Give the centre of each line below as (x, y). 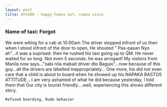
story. (11, 90)
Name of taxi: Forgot (30, 32)
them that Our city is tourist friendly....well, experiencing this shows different (83, 85)
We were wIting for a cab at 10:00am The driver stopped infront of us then (82, 42)
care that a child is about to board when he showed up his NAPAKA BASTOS (83, 74)
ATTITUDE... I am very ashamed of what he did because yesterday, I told (80, 80)
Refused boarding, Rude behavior (40, 99)
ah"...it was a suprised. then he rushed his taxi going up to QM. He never (80, 53)
